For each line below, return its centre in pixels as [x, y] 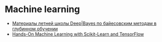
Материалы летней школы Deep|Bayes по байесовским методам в [84, 23]
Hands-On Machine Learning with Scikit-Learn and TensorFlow [78, 34]
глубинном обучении [35, 28]
